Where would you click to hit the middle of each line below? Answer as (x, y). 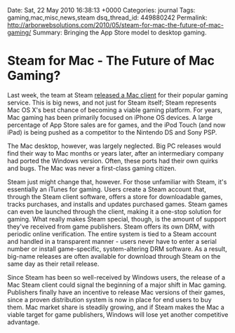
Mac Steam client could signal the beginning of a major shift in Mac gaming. (117, 285)
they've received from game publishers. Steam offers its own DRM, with (111, 226)
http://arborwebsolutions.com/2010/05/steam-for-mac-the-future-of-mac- (116, 25)
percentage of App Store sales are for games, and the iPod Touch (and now (116, 125)
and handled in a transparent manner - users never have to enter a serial (112, 241)
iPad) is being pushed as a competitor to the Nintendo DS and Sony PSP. (112, 132)
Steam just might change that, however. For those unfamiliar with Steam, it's (117, 182)
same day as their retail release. (53, 264)
